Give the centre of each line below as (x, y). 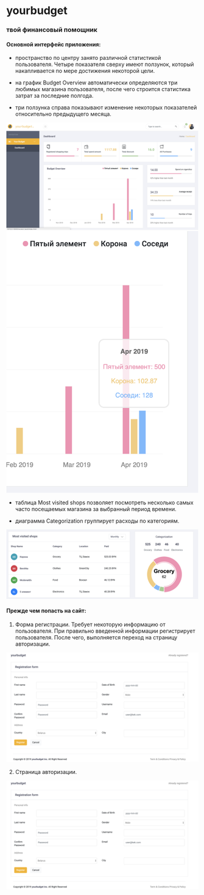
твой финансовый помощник (52, 30)
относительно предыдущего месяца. (63, 114)
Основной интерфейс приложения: (54, 44)
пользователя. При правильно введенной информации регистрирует (105, 631)
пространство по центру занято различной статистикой (88, 58)
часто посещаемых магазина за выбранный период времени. (96, 509)
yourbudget (37, 11)
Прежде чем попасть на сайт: (46, 611)
